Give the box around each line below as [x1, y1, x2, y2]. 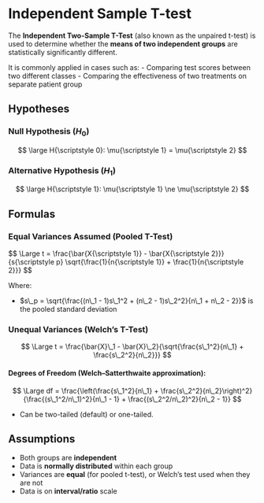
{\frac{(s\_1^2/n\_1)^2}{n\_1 [23, 394, 107, 404]
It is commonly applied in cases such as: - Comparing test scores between [8, 62, 251, 72]
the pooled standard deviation [19, 305, 117, 314]
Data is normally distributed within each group [19, 461, 173, 471]
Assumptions [8, 432, 76, 446]
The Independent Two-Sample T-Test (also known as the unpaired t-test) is [8, 31, 256, 40]
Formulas [8, 207, 56, 220]
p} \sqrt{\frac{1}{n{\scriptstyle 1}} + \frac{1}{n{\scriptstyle [56, 257, 244, 267]
